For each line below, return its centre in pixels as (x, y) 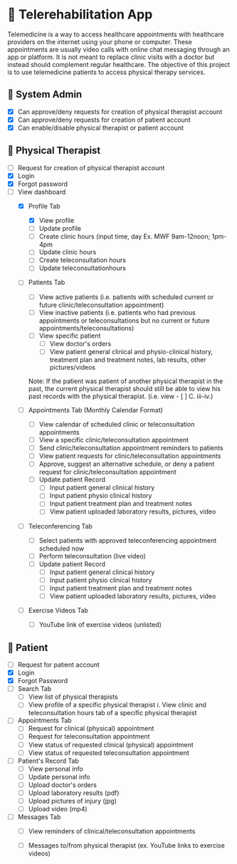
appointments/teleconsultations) (86, 328)
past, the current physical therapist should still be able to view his (124, 388)
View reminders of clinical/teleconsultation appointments (112, 831)
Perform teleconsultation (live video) (92, 556)
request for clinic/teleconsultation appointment (107, 472)
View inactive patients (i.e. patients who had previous (117, 312)
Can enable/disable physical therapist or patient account (100, 127)
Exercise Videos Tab (58, 610)
